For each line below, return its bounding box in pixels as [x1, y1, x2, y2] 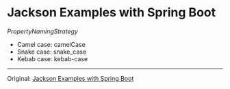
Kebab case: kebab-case [16, 54, 88, 63]
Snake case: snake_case [16, 48, 87, 56]
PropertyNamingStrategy [7, 27, 79, 35]
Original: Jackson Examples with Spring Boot [7, 74, 134, 82]
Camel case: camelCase [16, 40, 86, 48]
